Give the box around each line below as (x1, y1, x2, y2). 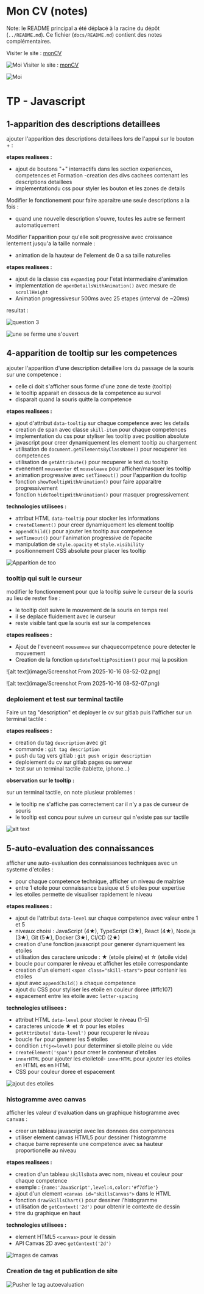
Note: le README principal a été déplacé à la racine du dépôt (6, 24, 160, 32)
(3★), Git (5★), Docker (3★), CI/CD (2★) (15, 934, 121, 941)
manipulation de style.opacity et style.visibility (15, 540, 144, 548)
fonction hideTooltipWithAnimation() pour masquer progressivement (15, 490, 189, 498)
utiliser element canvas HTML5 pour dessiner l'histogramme (15, 1134, 167, 1141)
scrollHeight (15, 289, 49, 295)
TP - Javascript (6, 95, 86, 108)
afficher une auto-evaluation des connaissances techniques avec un (6, 859, 178, 867)
